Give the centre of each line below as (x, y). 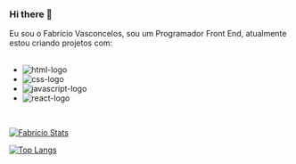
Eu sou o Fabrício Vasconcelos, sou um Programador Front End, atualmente (148, 34)
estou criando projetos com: (61, 43)
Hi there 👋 (31, 14)
